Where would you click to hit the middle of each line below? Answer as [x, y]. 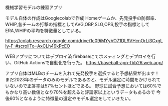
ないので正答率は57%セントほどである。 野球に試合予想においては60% [83, 86]
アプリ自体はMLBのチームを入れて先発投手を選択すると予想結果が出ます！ [82, 73]
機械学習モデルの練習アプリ [34, 7]
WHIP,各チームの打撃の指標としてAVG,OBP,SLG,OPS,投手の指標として [77, 24]
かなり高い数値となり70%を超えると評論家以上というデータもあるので [82, 92]
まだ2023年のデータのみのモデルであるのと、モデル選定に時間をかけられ [81, 80]
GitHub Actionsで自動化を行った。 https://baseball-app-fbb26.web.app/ [89, 63]
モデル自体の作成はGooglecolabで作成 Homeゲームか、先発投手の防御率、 [82, 18]
